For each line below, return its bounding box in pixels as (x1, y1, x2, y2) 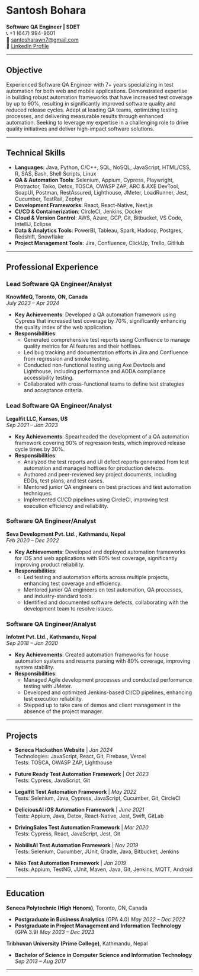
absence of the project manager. (23, 708, 104, 715)
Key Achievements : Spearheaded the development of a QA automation (14, 433, 190, 440)
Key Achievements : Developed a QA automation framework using (14, 311, 176, 318)
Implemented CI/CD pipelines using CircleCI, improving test (23, 496, 169, 503)
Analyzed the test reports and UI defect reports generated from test (23, 458, 189, 465)
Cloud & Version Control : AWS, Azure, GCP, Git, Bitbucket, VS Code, (14, 214, 183, 221)
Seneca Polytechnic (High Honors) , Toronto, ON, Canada (6, 904, 148, 911)
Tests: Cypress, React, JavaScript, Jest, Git (14, 830, 120, 837)
